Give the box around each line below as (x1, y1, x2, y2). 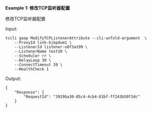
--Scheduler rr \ (14, 53, 52, 58)
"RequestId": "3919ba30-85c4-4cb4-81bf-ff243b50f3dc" (23, 94, 140, 99)
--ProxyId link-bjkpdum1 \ (14, 40, 72, 45)
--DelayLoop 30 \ (14, 58, 52, 63)
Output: (5, 76, 21, 82)
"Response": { (14, 90, 44, 95)
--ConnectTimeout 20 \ (14, 62, 63, 67)
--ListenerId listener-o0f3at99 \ (14, 45, 88, 50)
